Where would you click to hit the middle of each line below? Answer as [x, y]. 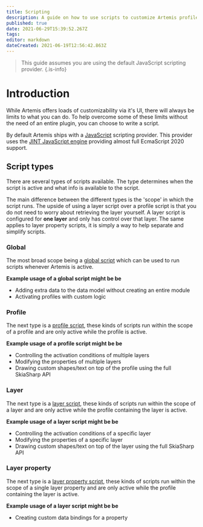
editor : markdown [28, 40]
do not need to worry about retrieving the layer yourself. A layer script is [96, 212]
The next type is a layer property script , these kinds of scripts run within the [101, 481]
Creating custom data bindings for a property [71, 517]
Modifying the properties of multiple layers [68, 362]
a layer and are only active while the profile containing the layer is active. [97, 410]
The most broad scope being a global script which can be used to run [93, 260]
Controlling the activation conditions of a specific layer [83, 433]
